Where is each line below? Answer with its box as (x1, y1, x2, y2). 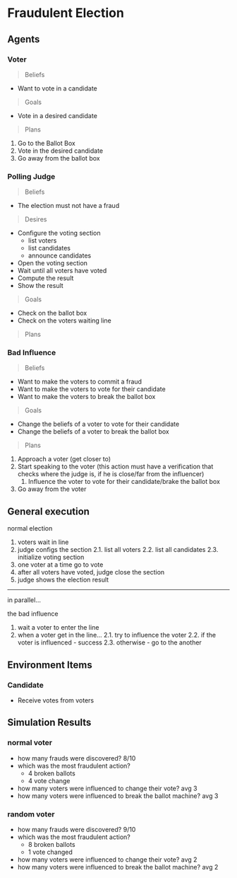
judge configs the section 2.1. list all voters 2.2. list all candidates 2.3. (17, 545, 219, 554)
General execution (7, 505, 90, 517)
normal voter (7, 738, 53, 748)
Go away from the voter (17, 485, 87, 493)
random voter (7, 809, 55, 819)
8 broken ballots (28, 840, 75, 848)
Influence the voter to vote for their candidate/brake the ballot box (28, 478, 221, 486)
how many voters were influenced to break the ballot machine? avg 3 (17, 791, 219, 800)
